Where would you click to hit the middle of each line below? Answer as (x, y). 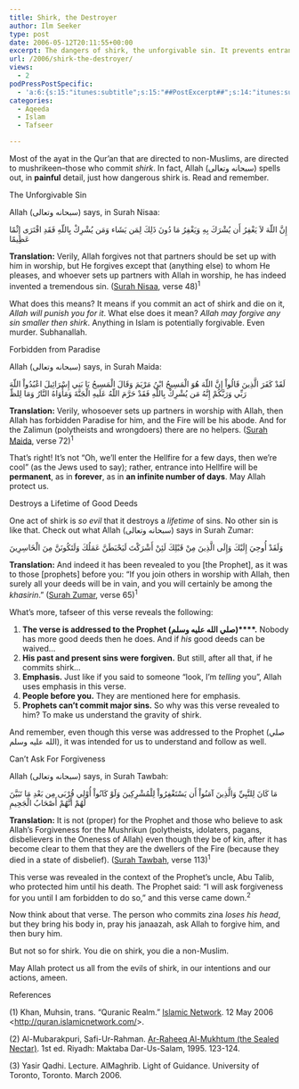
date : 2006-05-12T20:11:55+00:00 (71, 42)
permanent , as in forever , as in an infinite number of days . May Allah (137, 477)
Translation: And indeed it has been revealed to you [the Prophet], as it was (149, 565)
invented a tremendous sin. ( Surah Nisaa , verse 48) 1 (105, 285)
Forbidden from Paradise (55, 349)
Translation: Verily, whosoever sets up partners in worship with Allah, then (146, 411)
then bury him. (36, 934)
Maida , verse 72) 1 (41, 440)
